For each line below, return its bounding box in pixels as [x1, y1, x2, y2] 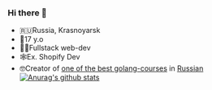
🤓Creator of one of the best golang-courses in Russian [19, 63, 204, 73]
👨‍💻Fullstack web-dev [19, 43, 91, 53]
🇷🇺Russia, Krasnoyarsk [19, 26, 101, 35]
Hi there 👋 [7, 7, 48, 18]
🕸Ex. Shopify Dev [19, 52, 80, 62]
